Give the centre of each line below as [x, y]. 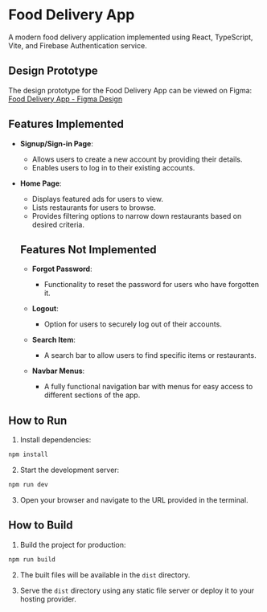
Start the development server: [70, 470]
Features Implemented [66, 124]
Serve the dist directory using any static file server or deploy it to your [137, 590]
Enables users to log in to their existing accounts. [113, 167]
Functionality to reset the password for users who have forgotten [152, 285]
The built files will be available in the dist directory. [105, 575]
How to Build [41, 526]
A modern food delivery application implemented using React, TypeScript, [131, 37]
